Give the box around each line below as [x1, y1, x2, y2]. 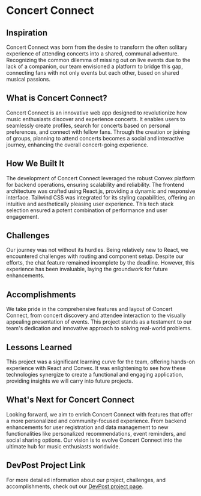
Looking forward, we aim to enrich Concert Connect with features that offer [6, 410, 193, 418]
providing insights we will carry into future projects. [6, 377, 133, 385]
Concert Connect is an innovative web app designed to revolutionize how [6, 109, 187, 116]
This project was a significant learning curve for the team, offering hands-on [6, 358, 196, 365]
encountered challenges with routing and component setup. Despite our [6, 253, 184, 260]
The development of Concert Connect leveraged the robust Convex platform [6, 174, 195, 181]
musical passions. [6, 76, 51, 83]
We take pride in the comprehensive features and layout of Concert [6, 306, 173, 313]
